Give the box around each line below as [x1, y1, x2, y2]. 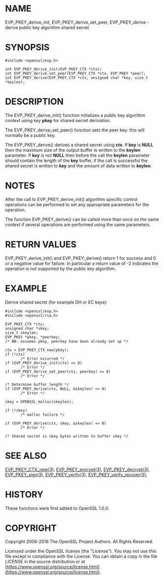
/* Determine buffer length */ [5, 382, 69, 387]
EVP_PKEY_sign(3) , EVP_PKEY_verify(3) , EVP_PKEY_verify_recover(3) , [5, 472, 147, 478]
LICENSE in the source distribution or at [5, 559, 85, 565]
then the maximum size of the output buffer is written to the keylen [5, 147, 141, 153]
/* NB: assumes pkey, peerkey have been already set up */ [5, 339, 129, 344]
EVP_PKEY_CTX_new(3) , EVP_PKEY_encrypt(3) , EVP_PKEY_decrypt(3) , [5, 466, 150, 472]
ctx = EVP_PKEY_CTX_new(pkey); [5, 347, 69, 352]
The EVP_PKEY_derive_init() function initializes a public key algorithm [5, 112, 146, 118]
